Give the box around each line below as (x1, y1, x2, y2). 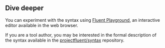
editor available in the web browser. (5, 22, 78, 28)
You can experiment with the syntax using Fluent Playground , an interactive (5, 17, 161, 23)
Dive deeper (5, 4, 44, 12)
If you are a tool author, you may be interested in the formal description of (5, 32, 157, 38)
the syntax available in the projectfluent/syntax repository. (5, 37, 125, 43)
